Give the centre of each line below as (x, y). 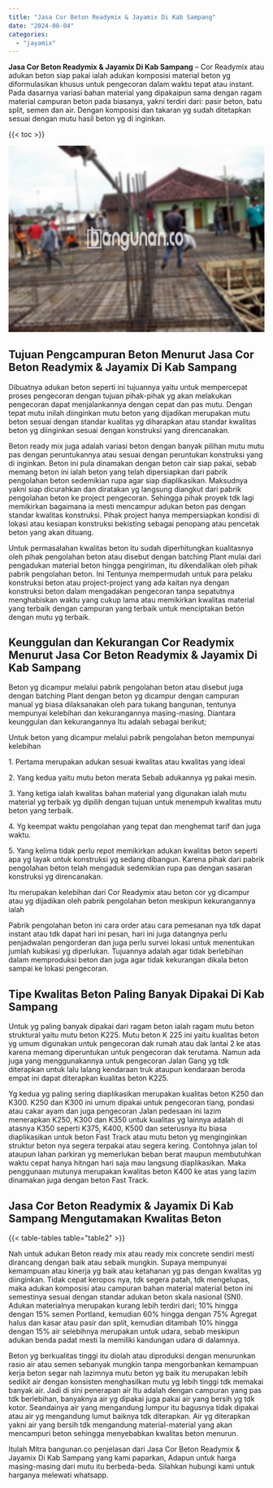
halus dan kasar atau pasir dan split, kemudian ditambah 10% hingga (123, 1323)
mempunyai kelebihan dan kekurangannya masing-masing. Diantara (122, 713)
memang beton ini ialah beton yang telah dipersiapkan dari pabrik (118, 472)
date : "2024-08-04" (41, 26)
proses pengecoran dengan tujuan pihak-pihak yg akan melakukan (120, 396)
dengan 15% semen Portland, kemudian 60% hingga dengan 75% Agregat (133, 1314)
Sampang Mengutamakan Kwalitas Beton (115, 1218)
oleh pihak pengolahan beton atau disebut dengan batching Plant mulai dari (135, 556)
